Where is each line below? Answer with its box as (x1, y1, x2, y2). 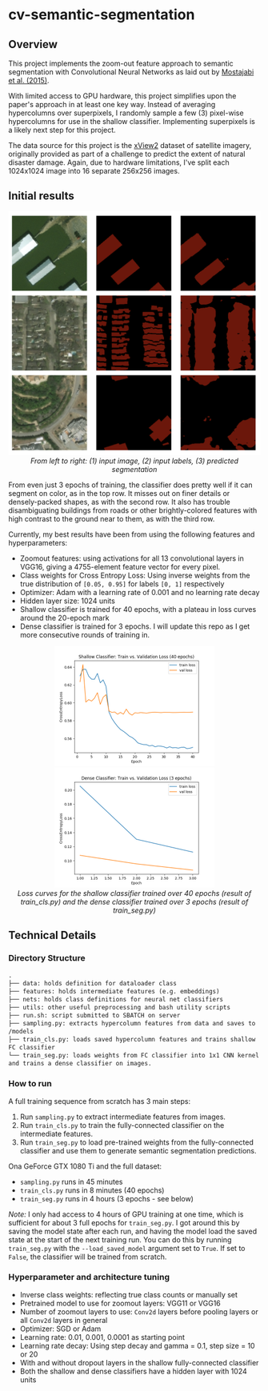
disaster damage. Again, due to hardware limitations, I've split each (8, 158, 230, 167)
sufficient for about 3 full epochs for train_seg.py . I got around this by (8, 1217, 240, 1227)
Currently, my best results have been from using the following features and (8, 530, 255, 539)
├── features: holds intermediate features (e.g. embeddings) (8, 988, 220, 996)
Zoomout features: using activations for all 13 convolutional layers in (19, 554, 244, 563)
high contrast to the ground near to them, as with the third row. (8, 514, 215, 523)
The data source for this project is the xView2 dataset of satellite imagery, (8, 141, 252, 150)
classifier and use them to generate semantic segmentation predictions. (19, 1145, 257, 1155)
